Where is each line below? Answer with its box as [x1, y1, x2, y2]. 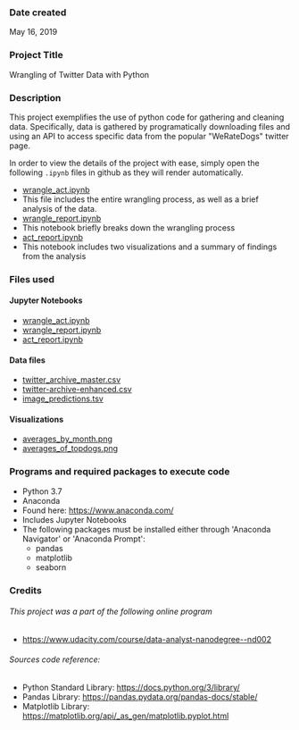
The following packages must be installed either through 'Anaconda [21, 524, 271, 534]
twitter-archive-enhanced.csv [21, 384, 132, 395]
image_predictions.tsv [21, 393, 104, 404]
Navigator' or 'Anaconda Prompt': [21, 533, 145, 544]
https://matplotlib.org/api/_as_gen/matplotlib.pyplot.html [21, 710, 229, 721]
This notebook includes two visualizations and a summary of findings [21, 241, 278, 252]
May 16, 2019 [9, 27, 58, 38]
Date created [9, 6, 67, 19]
